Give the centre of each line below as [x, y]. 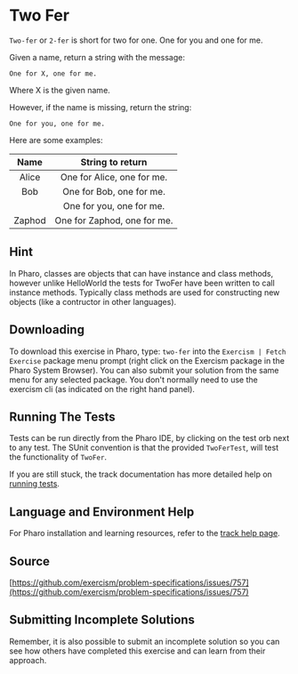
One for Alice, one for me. [114, 177]
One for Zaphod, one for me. [114, 221]
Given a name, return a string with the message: [97, 57]
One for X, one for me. [53, 73]
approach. [28, 660]
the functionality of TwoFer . [58, 457]
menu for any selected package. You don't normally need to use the [133, 380]
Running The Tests [62, 417]
